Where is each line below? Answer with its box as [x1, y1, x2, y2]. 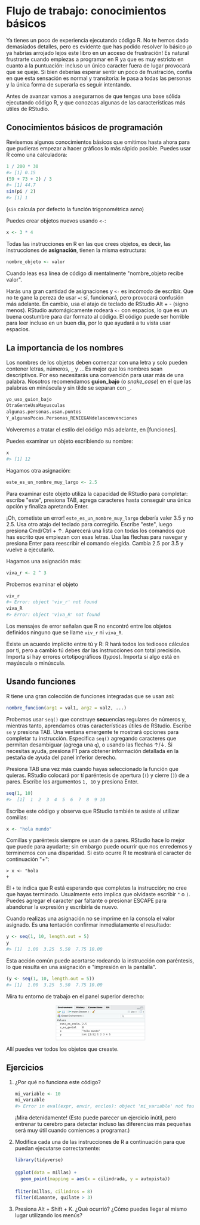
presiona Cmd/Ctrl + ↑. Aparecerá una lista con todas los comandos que [6, 527, 186, 534]
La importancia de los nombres [6, 343, 124, 353]
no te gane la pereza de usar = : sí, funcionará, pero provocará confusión [6, 294, 184, 301]
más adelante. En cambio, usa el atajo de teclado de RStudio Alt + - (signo [6, 300, 189, 307]
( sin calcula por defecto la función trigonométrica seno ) [6, 206, 144, 212]
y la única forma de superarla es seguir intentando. [6, 81, 132, 88]
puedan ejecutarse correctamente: [14, 1144, 100, 1152]
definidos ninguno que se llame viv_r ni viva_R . [6, 629, 124, 636]
